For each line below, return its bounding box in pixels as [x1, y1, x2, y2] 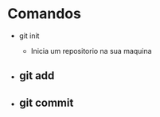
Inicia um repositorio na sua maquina [30, 46, 152, 55]
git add [18, 69, 55, 83]
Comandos [7, 5, 81, 23]
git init [18, 31, 40, 40]
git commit [18, 96, 74, 109]
